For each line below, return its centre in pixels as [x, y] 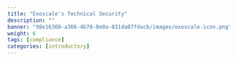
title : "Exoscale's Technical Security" [68, 14]
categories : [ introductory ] [49, 46]
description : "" [31, 20]
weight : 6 [22, 33]
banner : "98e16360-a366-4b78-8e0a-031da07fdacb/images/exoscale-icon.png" [120, 27]
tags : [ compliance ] [36, 40]
